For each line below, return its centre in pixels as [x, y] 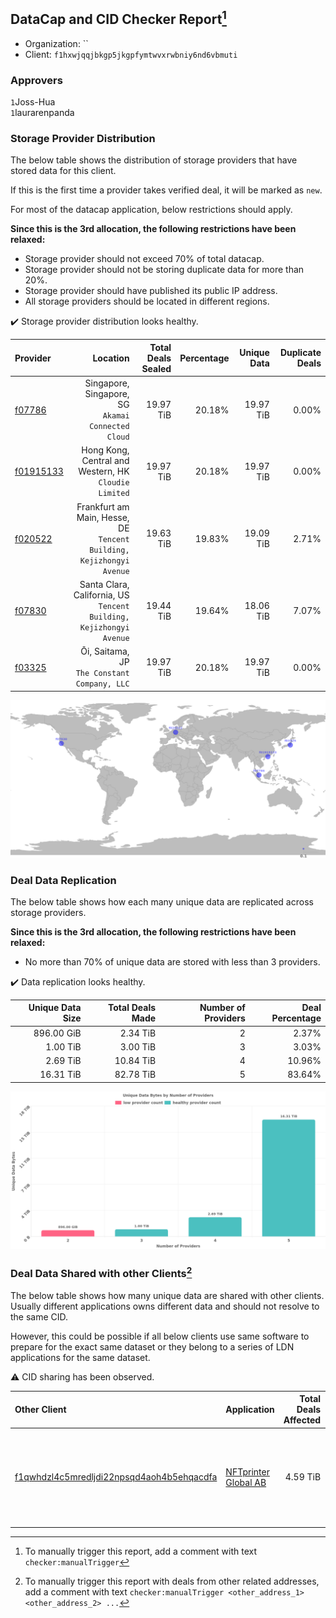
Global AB [246, 1482]
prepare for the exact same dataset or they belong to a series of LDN [152, 1346]
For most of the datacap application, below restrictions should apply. [151, 210]
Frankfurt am [103, 506]
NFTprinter [247, 1471]
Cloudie [114, 483]
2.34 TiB [138, 1033]
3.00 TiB [138, 1046]
